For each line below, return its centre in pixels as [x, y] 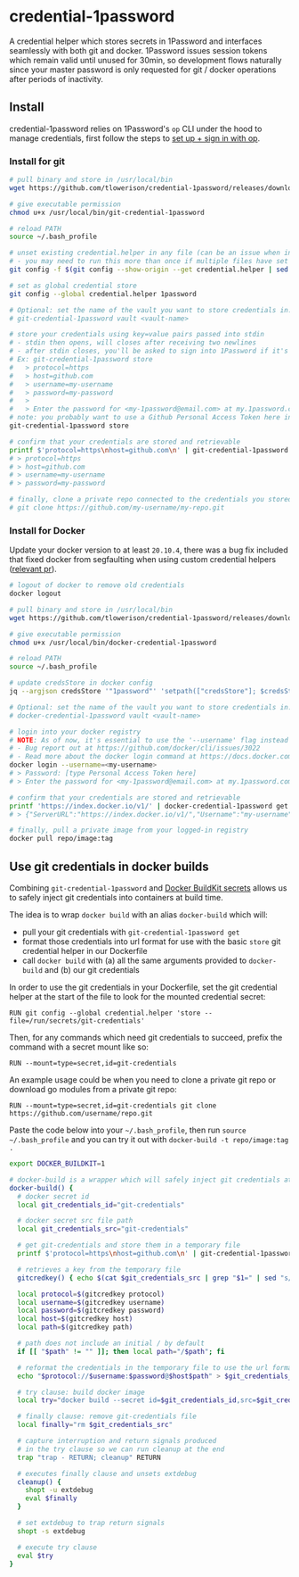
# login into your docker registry [75, 732]
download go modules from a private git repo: [93, 1090]
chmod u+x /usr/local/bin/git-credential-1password [107, 212]
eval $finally [51, 1498]
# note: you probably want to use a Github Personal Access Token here [145, 418]
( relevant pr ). [33, 569]
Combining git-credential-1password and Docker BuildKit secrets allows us [148, 888]
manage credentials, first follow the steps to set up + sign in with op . [135, 138]
